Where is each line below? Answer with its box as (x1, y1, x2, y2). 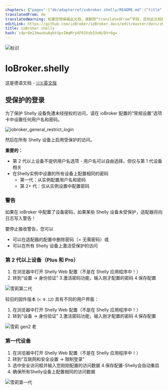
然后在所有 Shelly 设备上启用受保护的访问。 (5, 136, 95, 142)
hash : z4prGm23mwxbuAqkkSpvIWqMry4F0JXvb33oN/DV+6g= (5, 30, 117, 35)
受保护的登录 (5, 96, 45, 104)
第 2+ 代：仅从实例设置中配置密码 (19, 183, 90, 189)
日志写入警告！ (5, 215, 36, 221)
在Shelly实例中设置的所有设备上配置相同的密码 (12, 170, 108, 176)
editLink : (5, 21, 26, 26)
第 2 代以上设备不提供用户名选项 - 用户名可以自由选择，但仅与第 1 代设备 (12, 158, 162, 164)
